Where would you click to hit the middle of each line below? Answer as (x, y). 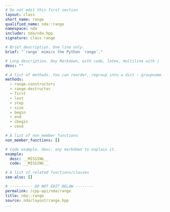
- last (17, 98)
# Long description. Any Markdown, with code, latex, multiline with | (82, 61)
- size (17, 108)
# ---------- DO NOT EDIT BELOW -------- (50, 186)
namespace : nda (21, 29)
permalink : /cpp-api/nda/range (38, 191)
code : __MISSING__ (29, 164)
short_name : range (25, 19)
